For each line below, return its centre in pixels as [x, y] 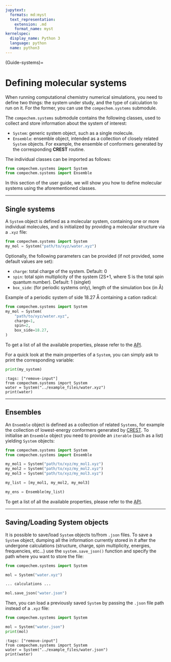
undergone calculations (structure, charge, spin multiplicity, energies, [78, 545]
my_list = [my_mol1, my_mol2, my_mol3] [48, 483]
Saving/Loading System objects [57, 522]
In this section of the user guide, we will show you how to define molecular [83, 183]
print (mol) [17, 631]
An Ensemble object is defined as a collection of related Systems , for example [85, 424]
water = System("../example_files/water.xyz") [55, 388]
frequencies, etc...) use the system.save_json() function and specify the [81, 551]
